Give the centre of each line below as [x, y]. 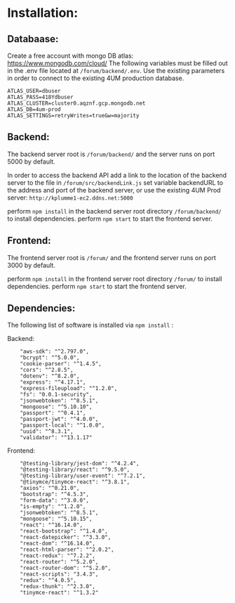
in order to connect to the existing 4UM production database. [96, 78]
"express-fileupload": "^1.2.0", [69, 389]
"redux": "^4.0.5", [48, 581]
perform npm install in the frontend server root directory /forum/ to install [115, 278]
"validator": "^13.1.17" [56, 438]
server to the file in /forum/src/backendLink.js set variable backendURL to [115, 182]
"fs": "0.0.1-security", [56, 395]
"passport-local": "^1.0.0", [62, 426]
